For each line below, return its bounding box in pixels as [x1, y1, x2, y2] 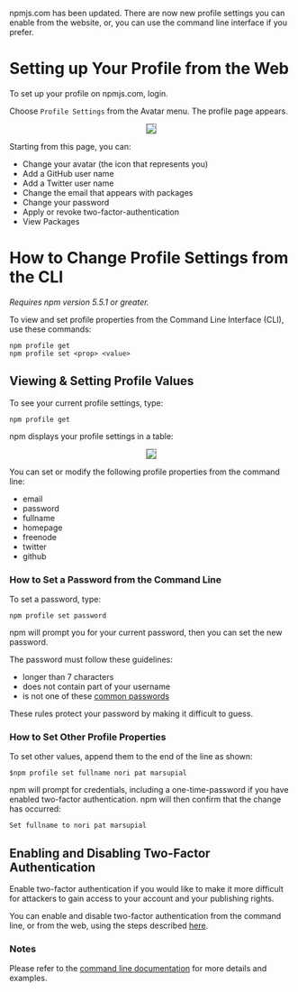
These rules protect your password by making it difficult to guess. [9, 708, 254, 719]
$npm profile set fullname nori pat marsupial [9, 768, 187, 778]
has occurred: [9, 804, 61, 814]
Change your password [22, 197, 110, 207]
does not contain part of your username [22, 681, 171, 692]
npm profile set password [9, 611, 106, 620]
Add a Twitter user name [22, 178, 114, 188]
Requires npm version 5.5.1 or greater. [9, 297, 149, 308]
